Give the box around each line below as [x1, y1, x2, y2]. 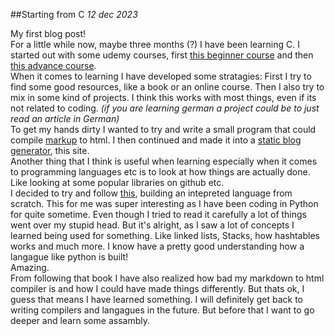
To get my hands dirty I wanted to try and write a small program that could [10, 124, 317, 135]
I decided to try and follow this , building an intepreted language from [10, 187, 293, 199]
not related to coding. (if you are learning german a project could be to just [10, 102, 320, 114]
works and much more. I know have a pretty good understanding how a [10, 240, 305, 252]
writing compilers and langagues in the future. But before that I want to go [10, 304, 315, 316]
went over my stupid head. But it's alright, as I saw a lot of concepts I [10, 219, 295, 231]
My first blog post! [10, 28, 87, 39]
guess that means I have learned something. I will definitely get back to [10, 294, 303, 305]
